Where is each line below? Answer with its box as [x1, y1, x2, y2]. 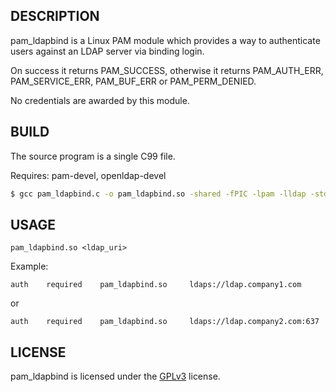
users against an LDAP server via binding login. [10, 45, 205, 57]
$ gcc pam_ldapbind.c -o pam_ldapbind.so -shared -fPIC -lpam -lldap [10, 189, 307, 199]
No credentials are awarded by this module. [10, 94, 190, 106]
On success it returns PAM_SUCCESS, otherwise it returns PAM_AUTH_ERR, [10, 64, 324, 76]
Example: [10, 260, 49, 273]
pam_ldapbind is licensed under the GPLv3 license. [10, 370, 221, 383]
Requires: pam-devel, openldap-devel [10, 169, 167, 181]
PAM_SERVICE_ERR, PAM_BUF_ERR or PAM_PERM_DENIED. [10, 75, 257, 87]
